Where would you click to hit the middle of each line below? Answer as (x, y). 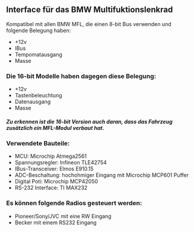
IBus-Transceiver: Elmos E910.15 (54, 169)
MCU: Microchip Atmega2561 (51, 156)
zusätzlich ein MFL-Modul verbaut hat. (55, 128)
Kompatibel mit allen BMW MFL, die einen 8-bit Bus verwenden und (89, 24)
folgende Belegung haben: (39, 30)
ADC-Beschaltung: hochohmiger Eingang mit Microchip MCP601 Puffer (101, 175)
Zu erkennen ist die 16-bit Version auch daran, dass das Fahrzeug (90, 122)
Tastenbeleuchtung (38, 96)
